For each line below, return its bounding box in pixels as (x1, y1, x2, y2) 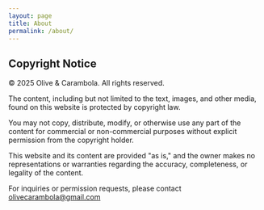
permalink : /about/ (8, 27, 74, 35)
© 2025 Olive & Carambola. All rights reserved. (8, 78, 166, 88)
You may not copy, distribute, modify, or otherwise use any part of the (8, 118, 241, 128)
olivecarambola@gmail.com (8, 192, 101, 202)
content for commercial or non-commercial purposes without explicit (8, 127, 237, 136)
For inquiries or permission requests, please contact (8, 183, 182, 194)
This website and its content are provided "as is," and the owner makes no (8, 151, 256, 161)
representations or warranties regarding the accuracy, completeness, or (8, 159, 248, 170)
